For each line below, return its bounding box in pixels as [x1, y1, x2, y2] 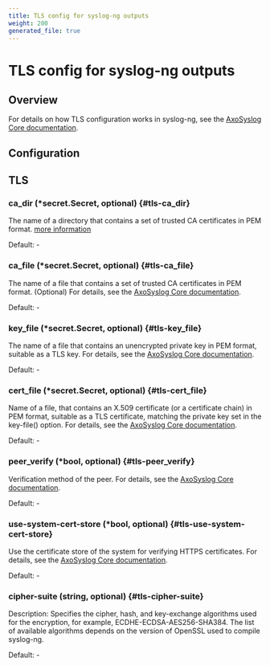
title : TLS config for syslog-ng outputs [8, 11, 149, 20]
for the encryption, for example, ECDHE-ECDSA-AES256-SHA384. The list [8, 618, 255, 627]
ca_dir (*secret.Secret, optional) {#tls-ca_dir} [8, 198, 190, 209]
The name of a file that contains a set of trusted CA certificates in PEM [8, 278, 242, 288]
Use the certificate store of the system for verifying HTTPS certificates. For [8, 546, 257, 556]
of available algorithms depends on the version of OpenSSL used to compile [8, 626, 260, 635]
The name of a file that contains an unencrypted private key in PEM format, [8, 341, 257, 350]
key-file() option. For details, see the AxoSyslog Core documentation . [8, 420, 237, 430]
